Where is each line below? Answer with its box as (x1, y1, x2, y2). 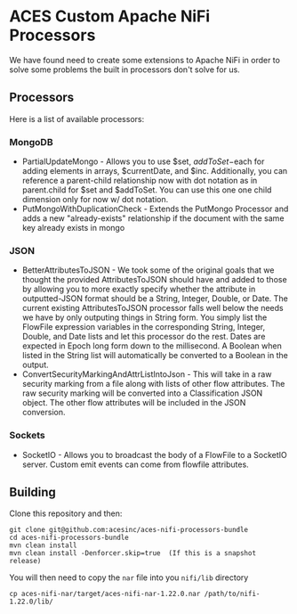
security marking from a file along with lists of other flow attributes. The (21, 379, 285, 389)
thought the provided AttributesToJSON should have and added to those (21, 274, 287, 285)
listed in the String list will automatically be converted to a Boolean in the (21, 350, 289, 361)
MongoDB (9, 135, 53, 148)
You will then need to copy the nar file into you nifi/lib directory (9, 572, 249, 583)
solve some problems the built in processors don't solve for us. (9, 64, 240, 75)
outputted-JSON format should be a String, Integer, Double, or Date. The (21, 293, 289, 304)
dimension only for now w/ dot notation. (21, 194, 169, 205)
